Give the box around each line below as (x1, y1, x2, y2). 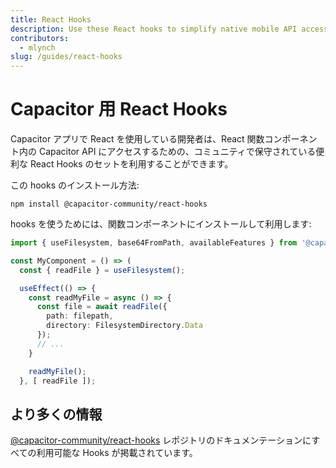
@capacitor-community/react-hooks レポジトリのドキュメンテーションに (10, 434, 312, 446)
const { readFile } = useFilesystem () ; (19, 265, 186, 275)
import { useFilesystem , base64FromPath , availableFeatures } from (10, 238, 298, 248)
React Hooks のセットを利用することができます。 (29, 158, 234, 170)
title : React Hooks (10, 14, 92, 25)
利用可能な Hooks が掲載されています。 (36, 447, 198, 459)
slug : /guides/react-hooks (10, 52, 123, 62)
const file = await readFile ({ (36, 302, 168, 312)
